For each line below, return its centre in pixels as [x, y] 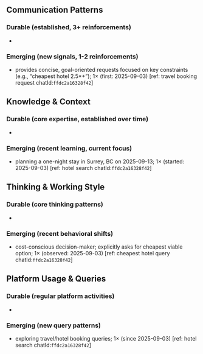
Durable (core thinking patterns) [55, 205]
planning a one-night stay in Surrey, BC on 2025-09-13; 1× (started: [100, 161]
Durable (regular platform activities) [60, 296]
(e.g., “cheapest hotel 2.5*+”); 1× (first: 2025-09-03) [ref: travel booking [106, 76]
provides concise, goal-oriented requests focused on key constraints [101, 69]
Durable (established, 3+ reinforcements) [69, 27]
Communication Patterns [55, 10]
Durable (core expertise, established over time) [77, 119]
